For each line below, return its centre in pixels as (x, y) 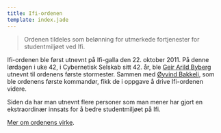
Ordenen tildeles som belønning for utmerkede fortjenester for (112, 39)
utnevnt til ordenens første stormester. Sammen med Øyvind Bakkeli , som (111, 74)
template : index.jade (38, 20)
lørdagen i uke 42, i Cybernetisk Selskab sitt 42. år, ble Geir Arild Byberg (109, 67)
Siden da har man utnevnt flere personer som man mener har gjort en (105, 102)
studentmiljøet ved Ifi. (54, 46)
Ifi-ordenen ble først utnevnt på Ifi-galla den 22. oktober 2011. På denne (108, 59)
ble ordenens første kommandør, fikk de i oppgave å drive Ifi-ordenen (105, 81)
